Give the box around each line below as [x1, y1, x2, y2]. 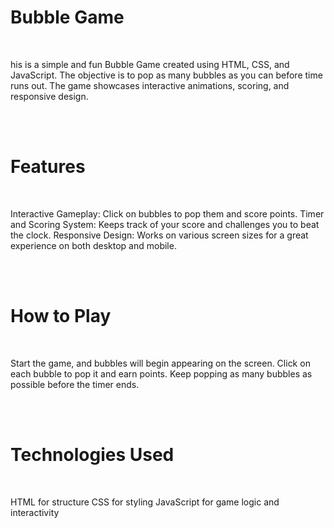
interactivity [10, 506, 60, 518]
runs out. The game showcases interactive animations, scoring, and [10, 79, 290, 91]
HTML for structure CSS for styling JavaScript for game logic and [10, 496, 280, 508]
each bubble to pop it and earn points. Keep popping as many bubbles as [10, 367, 313, 380]
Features [10, 156, 86, 178]
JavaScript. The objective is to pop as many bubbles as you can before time [10, 69, 323, 81]
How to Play [10, 305, 112, 328]
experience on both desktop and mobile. [10, 239, 177, 251]
